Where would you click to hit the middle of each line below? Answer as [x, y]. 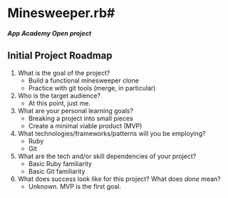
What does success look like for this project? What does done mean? [119, 179]
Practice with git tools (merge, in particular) [92, 88]
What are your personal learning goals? [76, 110]
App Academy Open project [50, 33]
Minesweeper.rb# [61, 13]
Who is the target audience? [59, 95]
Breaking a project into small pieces [81, 118]
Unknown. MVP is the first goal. [75, 186]
